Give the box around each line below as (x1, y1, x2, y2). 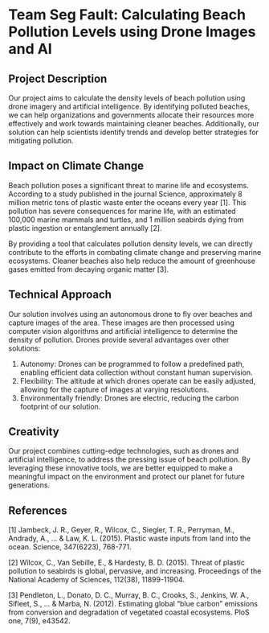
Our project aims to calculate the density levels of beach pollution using (8, 93, 246, 102)
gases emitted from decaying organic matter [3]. (8, 264, 169, 274)
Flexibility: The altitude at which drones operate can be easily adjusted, (19, 376, 256, 385)
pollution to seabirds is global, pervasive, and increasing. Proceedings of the (8, 566, 262, 576)
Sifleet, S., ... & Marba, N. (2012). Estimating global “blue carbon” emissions (8, 599, 259, 609)
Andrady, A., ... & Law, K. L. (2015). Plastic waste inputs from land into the (8, 533, 251, 544)
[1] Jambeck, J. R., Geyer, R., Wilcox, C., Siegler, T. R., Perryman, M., (8, 525, 235, 535)
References (8, 504, 67, 517)
